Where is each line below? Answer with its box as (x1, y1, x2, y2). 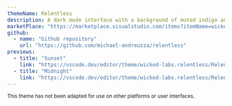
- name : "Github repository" (13, 36, 97, 43)
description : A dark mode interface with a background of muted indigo (7, 17, 217, 23)
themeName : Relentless (7, 10, 72, 17)
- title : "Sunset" (13, 55, 67, 62)
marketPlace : (7, 23, 45, 30)
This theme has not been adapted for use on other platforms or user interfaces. (7, 93, 195, 100)
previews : (7, 49, 36, 56)
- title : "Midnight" (13, 67, 72, 74)
